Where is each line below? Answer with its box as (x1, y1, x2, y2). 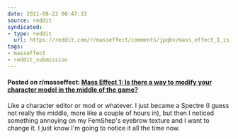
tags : (7, 43, 23, 50)
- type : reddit (7, 30, 52, 37)
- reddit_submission (7, 56, 69, 64)
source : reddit (7, 17, 52, 24)
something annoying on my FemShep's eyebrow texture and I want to (7, 116, 210, 124)
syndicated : (7, 23, 42, 30)
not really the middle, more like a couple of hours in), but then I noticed (7, 109, 215, 117)
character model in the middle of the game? (7, 85, 138, 94)
